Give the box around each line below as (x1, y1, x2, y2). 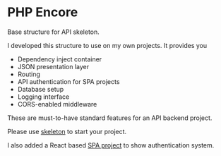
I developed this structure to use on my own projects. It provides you (7, 41, 208, 49)
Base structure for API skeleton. (7, 28, 100, 36)
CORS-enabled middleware (17, 100, 97, 108)
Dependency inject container (17, 54, 102, 64)
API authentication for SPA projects (17, 77, 120, 85)
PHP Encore (7, 4, 78, 20)
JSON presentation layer (17, 62, 90, 71)
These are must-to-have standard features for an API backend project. (7, 114, 213, 122)
